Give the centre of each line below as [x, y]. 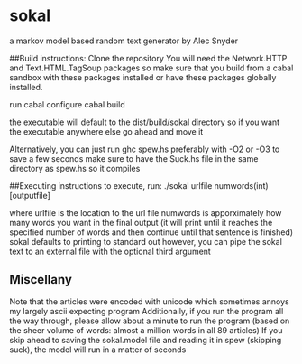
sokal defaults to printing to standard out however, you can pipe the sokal [146, 241]
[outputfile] [30, 195]
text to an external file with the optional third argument [110, 251]
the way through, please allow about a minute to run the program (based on [150, 321]
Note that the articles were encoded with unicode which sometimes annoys [150, 301]
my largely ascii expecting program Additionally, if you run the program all [146, 311]
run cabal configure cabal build [67, 104]
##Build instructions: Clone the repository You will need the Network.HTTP [148, 58]
